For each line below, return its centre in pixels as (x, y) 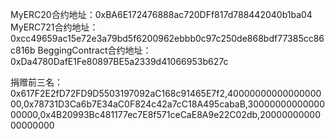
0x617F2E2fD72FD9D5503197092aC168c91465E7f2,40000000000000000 (166, 93)
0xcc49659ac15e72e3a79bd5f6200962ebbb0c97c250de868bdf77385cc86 (167, 38)
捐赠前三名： (36, 82)
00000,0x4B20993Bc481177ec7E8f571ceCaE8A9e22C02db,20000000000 (166, 114)
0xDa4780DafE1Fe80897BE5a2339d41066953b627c (119, 61)
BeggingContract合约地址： (94, 50)
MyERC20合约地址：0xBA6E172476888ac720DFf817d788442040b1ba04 (161, 14)
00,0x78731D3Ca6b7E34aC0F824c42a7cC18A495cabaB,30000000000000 (167, 104)
